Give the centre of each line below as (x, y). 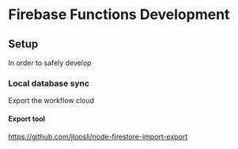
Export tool (27, 118)
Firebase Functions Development (119, 15)
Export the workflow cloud (51, 101)
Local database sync (49, 83)
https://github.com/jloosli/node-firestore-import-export (98, 136)
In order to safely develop (50, 63)
